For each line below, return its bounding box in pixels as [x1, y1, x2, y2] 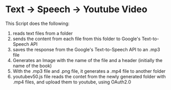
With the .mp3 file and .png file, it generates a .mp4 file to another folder [12, 68, 166, 74]
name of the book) [12, 63, 52, 69]
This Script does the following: [5, 20, 70, 26]
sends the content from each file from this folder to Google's [12, 36, 141, 42]
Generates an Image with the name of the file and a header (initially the [12, 57, 163, 63]
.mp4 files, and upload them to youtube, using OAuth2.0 [12, 79, 132, 85]
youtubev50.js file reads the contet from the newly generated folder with [12, 73, 166, 79]
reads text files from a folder [12, 30, 73, 36]
